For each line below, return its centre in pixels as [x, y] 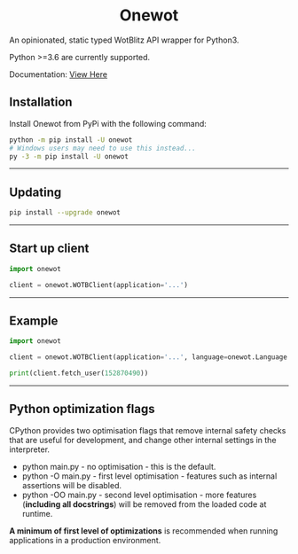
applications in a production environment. [85, 540]
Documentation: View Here [59, 74]
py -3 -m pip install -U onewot [69, 156]
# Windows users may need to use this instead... [103, 148]
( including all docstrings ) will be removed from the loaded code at [144, 504]
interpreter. [30, 449]
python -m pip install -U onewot [71, 140]
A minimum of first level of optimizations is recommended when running [144, 531]
